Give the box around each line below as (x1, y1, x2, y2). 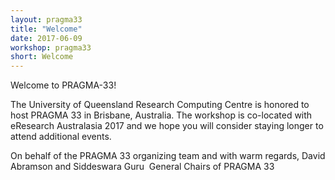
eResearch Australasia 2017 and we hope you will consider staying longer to (10, 120, 324, 132)
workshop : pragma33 (10, 42, 92, 53)
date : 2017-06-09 (10, 33, 83, 43)
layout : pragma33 (10, 14, 83, 25)
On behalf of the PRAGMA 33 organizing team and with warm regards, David (10, 150, 326, 162)
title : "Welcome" (10, 24, 83, 34)
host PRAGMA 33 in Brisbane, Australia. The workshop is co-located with (10, 109, 313, 121)
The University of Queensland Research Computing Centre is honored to (10, 99, 310, 111)
